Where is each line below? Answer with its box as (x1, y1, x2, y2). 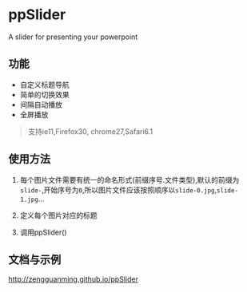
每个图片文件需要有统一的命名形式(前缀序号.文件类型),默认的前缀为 (19, 175, 240, 184)
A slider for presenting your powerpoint (8, 32, 138, 41)
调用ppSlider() (19, 227, 67, 237)
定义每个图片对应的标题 (19, 210, 98, 220)
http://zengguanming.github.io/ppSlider (8, 274, 138, 284)
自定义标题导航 (19, 80, 70, 89)
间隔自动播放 (19, 100, 62, 109)
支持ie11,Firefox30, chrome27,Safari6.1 (27, 126, 153, 136)
